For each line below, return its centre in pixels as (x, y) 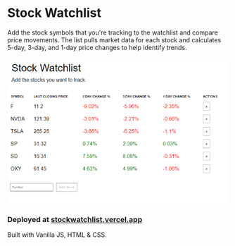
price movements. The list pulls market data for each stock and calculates (114, 39)
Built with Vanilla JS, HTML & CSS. (57, 235)
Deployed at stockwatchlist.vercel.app (75, 219)
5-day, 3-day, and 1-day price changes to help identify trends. (97, 47)
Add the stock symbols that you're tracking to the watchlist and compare (113, 32)
